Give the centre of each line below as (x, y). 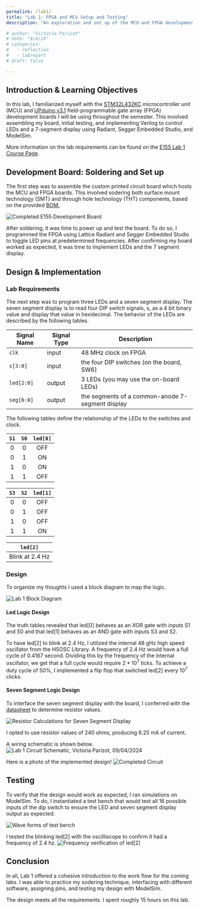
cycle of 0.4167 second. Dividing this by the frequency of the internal (90, 656)
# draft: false (25, 61)
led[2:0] (21, 383)
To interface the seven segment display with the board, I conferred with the (98, 703)
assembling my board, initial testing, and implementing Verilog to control (94, 123)
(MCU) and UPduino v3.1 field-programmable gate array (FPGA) (84, 111)
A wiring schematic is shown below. (50, 744)
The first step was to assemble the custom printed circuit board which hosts (99, 187)
